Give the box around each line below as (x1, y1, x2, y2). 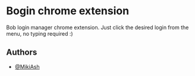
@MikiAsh (14, 63, 40, 70)
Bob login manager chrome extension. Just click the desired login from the (6, 24, 189, 31)
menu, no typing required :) (6, 30, 73, 37)
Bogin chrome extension (6, 4, 130, 18)
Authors (6, 47, 37, 58)
